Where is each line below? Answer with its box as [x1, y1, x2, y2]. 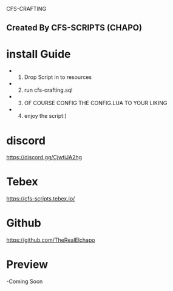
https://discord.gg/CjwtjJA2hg [6, 154, 83, 161]
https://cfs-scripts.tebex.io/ [6, 195, 75, 202]
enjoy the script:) [24, 112, 67, 120]
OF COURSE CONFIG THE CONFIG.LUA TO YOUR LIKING [24, 100, 168, 107]
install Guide [6, 47, 71, 61]
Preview [6, 258, 49, 272]
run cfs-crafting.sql [24, 86, 73, 94]
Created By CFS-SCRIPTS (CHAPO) [6, 22, 143, 33]
